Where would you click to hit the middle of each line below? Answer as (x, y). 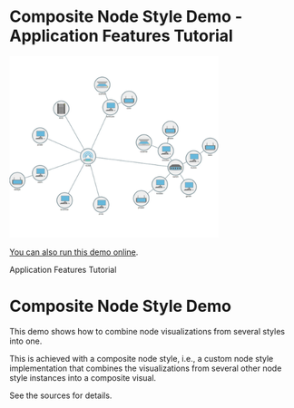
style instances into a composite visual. (83, 377)
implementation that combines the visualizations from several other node (146, 368)
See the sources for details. (61, 395)
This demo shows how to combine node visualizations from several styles (147, 331)
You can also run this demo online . (74, 252)
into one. (26, 341)
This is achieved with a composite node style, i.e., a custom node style (142, 358)
